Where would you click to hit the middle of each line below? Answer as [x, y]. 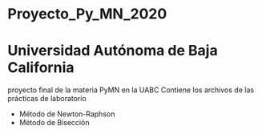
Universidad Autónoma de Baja [113, 51]
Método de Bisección [54, 123]
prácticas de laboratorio [47, 99]
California [41, 68]
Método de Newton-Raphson [67, 114]
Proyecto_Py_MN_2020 [87, 14]
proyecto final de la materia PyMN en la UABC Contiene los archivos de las [131, 90]
